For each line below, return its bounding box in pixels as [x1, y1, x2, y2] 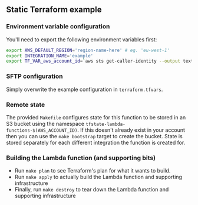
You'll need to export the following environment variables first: [6, 35, 157, 43]
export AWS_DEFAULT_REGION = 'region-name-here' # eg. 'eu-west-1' [6, 47, 170, 53]
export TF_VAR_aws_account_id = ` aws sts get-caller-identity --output [6, 58, 181, 64]
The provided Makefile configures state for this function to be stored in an [6, 113, 186, 121]
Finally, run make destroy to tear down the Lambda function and [14, 186, 169, 193]
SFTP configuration [6, 72, 63, 80]
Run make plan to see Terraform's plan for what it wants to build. [14, 167, 171, 174]
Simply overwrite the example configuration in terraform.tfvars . [6, 86, 163, 93]
